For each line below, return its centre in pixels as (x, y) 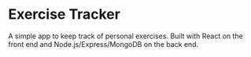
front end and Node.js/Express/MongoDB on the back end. (103, 44)
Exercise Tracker (64, 14)
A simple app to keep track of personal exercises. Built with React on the (126, 36)
